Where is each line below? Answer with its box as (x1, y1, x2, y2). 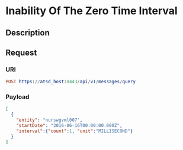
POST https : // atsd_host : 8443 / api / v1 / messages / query (5, 79, 136, 85)
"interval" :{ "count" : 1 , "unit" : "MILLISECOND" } (16, 128, 133, 134)
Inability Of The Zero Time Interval (5, 4, 178, 18)
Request (5, 47, 37, 57)
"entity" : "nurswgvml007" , (16, 117, 83, 123)
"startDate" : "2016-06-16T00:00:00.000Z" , (16, 123, 123, 129)
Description (5, 28, 50, 38)
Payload (5, 93, 30, 101)
